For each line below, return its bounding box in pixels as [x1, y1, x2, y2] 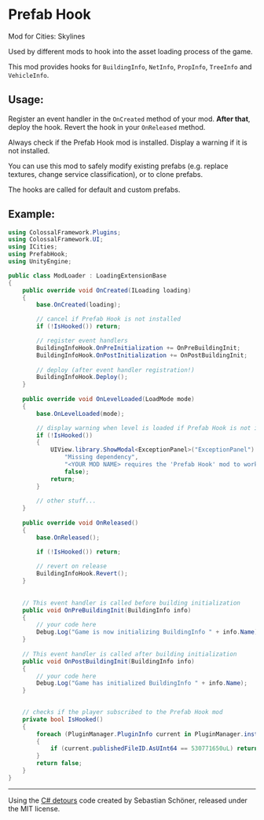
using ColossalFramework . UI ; [8, 236, 104, 244]
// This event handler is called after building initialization [22, 650, 237, 658]
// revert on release [36, 562, 108, 571]
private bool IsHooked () [22, 715, 104, 723]
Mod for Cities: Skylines [8, 31, 86, 41]
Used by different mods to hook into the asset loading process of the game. [8, 46, 253, 56]
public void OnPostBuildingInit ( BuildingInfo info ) [22, 657, 195, 665]
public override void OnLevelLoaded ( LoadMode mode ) [22, 395, 195, 403]
